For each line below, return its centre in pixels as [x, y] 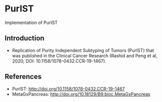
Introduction [25, 38]
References [23, 77]
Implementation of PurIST [31, 22]
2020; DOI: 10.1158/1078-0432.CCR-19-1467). [59, 61]
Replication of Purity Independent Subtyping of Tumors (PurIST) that [83, 50]
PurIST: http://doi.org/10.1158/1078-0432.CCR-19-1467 [68, 88]
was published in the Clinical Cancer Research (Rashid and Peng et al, [85, 55]
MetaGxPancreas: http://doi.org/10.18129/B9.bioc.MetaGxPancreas [81, 94]
